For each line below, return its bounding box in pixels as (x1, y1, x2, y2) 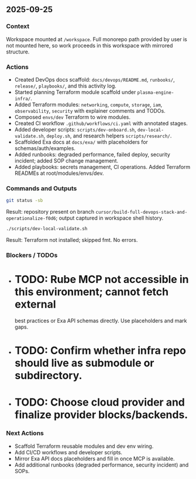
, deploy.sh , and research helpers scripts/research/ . (43, 132, 172, 139)
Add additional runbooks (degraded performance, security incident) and (14, 461, 189, 468)
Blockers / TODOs (6, 251, 58, 259)
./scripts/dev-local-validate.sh (6, 226, 88, 232)
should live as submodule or (14, 356, 154, 370)
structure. (6, 48, 30, 55)
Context (6, 22, 30, 31)
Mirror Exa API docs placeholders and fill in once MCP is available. (14, 455, 175, 462)
